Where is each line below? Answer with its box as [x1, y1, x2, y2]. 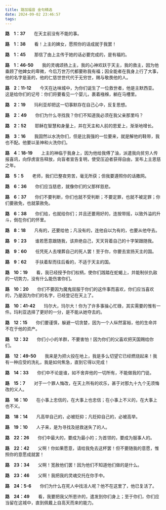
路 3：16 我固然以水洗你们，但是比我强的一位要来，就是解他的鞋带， [5, 133, 156, 139]
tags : [5, 16, 16, 21]
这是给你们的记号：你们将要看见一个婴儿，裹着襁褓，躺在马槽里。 [5, 91, 139, 97]
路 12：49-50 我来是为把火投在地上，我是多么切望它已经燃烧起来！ [5, 353, 153, 359]
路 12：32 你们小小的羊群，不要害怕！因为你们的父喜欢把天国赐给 [5, 336, 150, 342]
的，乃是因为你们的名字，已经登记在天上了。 [5, 293, 96, 299]
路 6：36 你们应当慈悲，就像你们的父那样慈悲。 [5, 184, 114, 190]
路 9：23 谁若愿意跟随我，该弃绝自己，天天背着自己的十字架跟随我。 [5, 238, 157, 244]
